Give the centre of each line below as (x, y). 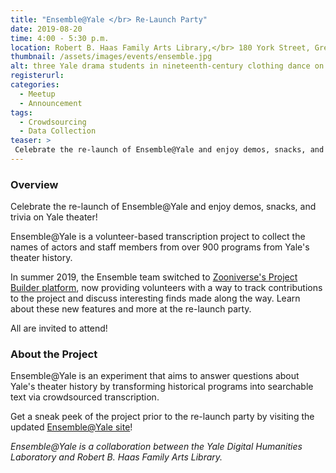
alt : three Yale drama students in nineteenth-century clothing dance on (167, 66)
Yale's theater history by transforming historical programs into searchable (162, 387)
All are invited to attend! (59, 328)
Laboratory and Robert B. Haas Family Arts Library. (116, 457)
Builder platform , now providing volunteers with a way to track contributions (166, 288)
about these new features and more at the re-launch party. (131, 309)
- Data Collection (58, 131)
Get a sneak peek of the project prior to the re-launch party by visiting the (162, 417)
